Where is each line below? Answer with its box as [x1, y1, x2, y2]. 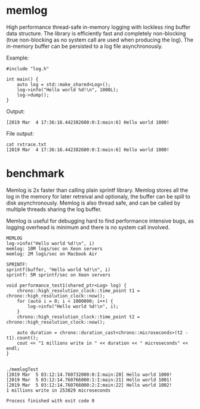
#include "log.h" [6, 65, 50, 72]
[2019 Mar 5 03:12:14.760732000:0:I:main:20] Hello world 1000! [6, 371, 172, 378]
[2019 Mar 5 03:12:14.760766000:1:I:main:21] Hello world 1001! [6, 377, 172, 383]
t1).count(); [6, 335, 39, 341]
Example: [6, 54, 29, 61]
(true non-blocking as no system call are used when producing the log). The [6, 36, 194, 43]
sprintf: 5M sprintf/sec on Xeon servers [6, 272, 111, 278]
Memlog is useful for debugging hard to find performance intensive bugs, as [6, 217, 194, 224]
